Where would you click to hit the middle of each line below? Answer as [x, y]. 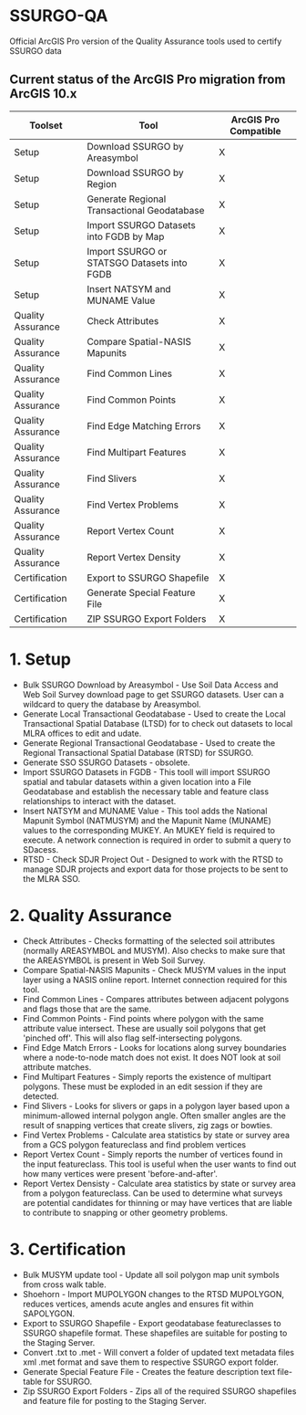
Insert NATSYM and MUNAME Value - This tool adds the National [145, 811]
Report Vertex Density [133, 557]
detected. [41, 1095]
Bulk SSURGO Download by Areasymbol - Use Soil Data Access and [150, 685]
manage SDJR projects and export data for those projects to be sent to [155, 869]
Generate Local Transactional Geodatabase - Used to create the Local [154, 714]
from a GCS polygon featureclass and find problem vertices [134, 1144]
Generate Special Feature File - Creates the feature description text [149, 1371]
